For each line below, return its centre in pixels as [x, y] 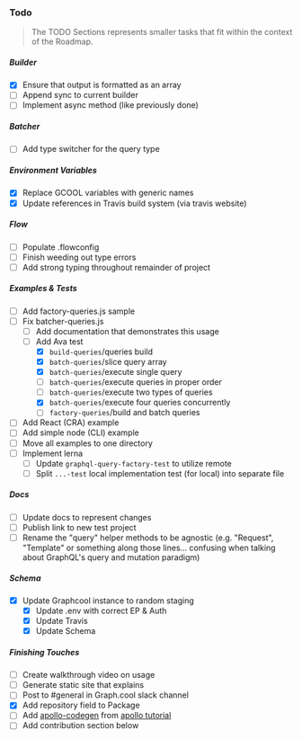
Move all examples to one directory [87, 443]
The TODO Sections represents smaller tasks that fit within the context [162, 32]
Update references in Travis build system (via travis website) [134, 203]
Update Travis [62, 621]
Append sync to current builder [80, 95]
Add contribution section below [80, 726]
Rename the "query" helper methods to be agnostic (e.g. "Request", [148, 538]
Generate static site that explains [83, 685]
